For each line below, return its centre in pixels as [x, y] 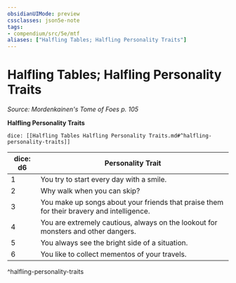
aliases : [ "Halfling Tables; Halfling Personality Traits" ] [97, 40]
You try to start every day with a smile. [104, 180]
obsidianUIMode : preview [44, 14]
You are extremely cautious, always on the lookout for [129, 222]
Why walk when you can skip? [90, 191]
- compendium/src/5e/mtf [44, 33]
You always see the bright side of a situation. [114, 243]
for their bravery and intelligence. [95, 211]
